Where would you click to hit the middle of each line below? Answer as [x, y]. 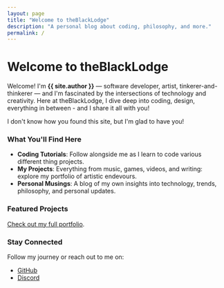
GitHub [27, 271]
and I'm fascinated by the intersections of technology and [124, 93]
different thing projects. [50, 162]
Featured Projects [38, 209]
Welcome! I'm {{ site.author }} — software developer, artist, [93, 86]
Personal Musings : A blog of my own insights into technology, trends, [117, 184]
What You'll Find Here [44, 140]
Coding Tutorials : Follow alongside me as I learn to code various [109, 154]
